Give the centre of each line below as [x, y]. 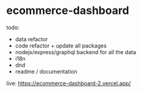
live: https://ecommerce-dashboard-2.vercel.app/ [69, 83]
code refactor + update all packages [61, 46]
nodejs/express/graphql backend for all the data [76, 52]
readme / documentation [46, 71]
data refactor [31, 39]
